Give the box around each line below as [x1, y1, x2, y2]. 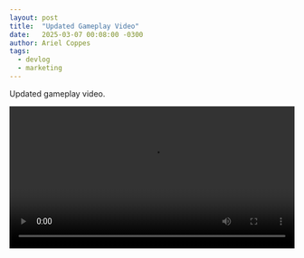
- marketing [17, 64, 63, 73]
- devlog [17, 55, 51, 64]
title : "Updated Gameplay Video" [9, 22, 140, 31]
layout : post [9, 13, 59, 23]
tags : [9, 47, 30, 56]
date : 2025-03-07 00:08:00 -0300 [9, 30, 144, 39]
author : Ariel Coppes [9, 38, 91, 48]
